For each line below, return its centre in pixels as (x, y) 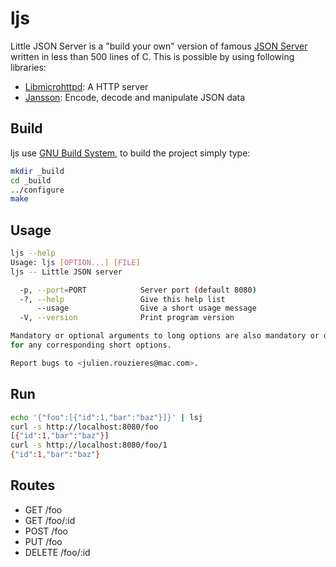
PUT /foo (43, 541)
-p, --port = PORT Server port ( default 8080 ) (138, 290)
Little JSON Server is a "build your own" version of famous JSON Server (159, 46)
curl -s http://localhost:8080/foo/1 (89, 445)
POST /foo (46, 531)
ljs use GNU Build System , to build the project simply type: (130, 153)
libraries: (28, 67)
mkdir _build (37, 171)
